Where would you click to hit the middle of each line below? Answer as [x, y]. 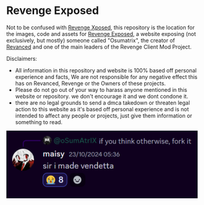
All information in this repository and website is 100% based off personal [106, 70]
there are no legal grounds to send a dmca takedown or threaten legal [102, 102]
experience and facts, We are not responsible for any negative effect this [106, 77]
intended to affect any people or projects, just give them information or [104, 116]
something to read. [39, 122]
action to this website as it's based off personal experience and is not [102, 109]
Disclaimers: [22, 58]
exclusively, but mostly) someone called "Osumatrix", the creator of [91, 40]
